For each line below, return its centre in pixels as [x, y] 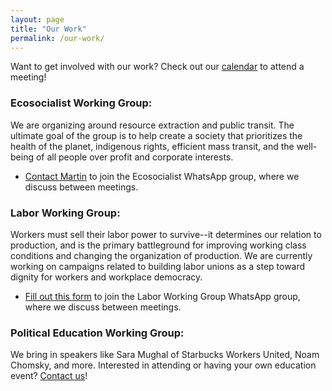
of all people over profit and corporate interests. [134, 157]
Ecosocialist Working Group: [81, 103]
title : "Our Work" [48, 29]
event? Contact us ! [49, 376]
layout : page [37, 19]
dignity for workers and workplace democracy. [106, 277]
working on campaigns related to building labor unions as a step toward [158, 266]
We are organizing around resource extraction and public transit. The [152, 125]
